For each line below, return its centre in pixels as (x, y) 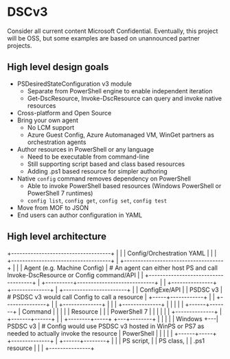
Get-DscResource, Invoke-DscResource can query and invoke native (125, 98)
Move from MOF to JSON (53, 207)
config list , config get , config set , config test (97, 200)
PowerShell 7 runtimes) (60, 193)
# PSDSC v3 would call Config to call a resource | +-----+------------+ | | (111, 297)
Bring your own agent (48, 120)
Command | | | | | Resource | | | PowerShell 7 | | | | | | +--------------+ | (122, 311)
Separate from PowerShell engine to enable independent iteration (120, 91)
